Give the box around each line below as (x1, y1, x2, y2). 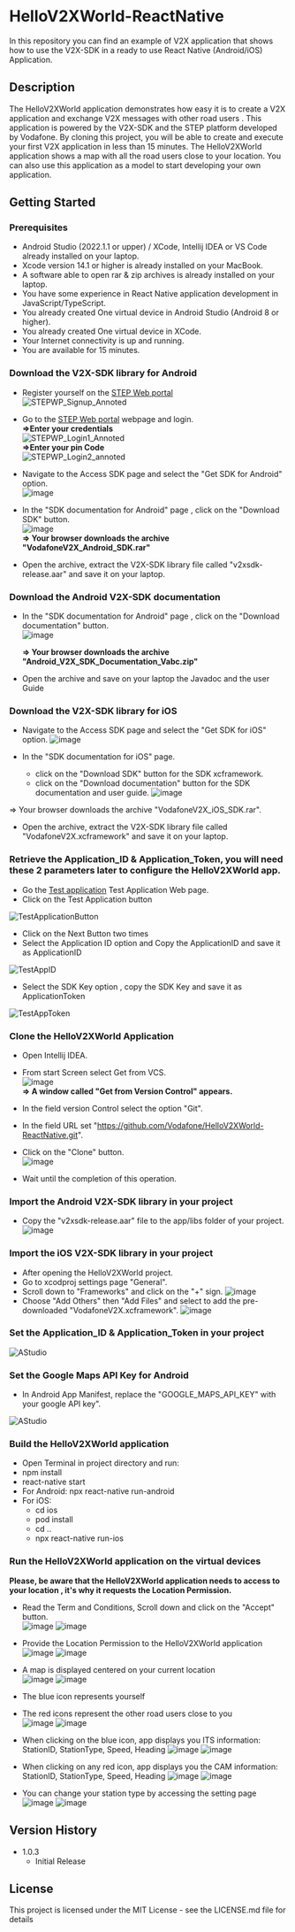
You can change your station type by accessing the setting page (21, 1788, 257, 1798)
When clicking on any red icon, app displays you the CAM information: (21, 1761, 278, 1772)
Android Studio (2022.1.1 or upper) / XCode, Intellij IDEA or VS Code (21, 242, 268, 252)
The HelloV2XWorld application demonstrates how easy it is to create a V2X (9, 104, 285, 114)
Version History (9, 1823, 97, 1838)
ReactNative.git (21, 1129, 79, 1140)
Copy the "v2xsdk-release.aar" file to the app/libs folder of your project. (21, 1215, 284, 1227)
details (9, 1914, 34, 1925)
